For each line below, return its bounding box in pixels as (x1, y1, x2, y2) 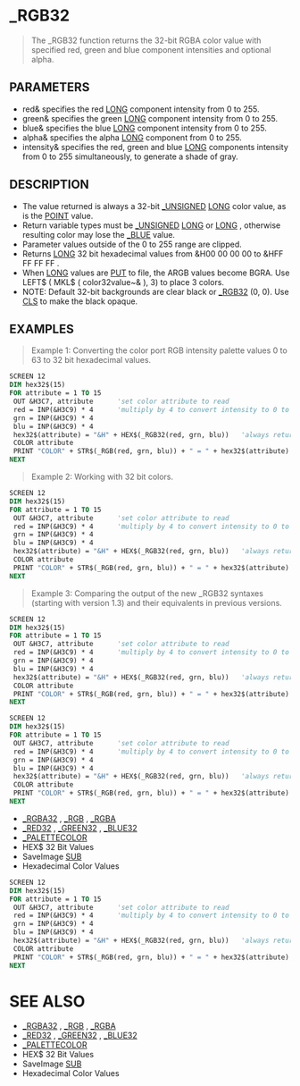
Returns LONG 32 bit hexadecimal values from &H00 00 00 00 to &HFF (21, 248, 284, 259)
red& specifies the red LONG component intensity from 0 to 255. (21, 104, 260, 114)
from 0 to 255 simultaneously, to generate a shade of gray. (21, 151, 238, 162)
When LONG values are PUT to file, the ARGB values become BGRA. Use (21, 267, 290, 278)
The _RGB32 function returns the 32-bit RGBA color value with (30, 35, 262, 46)
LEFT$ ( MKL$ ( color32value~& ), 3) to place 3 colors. (21, 276, 225, 287)
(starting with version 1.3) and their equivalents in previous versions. (30, 597, 283, 608)
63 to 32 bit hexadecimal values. (30, 355, 152, 366)
